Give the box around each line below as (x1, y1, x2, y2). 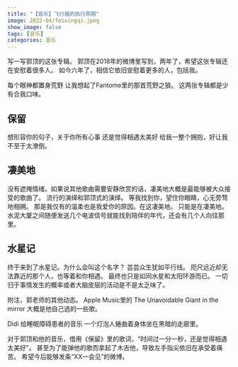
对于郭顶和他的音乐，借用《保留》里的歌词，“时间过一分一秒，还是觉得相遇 (7, 334, 228, 343)
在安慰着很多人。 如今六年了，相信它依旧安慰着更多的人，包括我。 (7, 66, 202, 74)
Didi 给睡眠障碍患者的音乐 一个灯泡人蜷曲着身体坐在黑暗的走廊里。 (7, 320, 203, 328)
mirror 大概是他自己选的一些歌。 (7, 304, 101, 312)
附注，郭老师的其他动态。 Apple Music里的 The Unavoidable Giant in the (7, 295, 219, 304)
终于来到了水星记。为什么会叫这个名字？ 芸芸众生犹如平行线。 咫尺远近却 (7, 263, 222, 271)
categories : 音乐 (7, 37, 57, 44)
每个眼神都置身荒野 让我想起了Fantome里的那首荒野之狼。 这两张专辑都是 (7, 81, 223, 89)
